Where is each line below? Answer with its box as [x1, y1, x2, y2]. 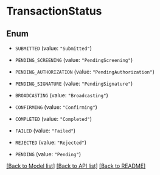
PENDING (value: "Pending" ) [15, 151, 81, 157]
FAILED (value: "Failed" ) [15, 127, 76, 134]
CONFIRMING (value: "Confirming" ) [15, 103, 97, 111]
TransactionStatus [6, 4, 102, 18]
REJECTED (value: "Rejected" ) [15, 139, 87, 146]
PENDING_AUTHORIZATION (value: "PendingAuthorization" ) [15, 68, 155, 75]
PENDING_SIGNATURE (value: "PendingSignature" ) [15, 80, 133, 87]
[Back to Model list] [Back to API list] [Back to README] [6, 162, 146, 170]
